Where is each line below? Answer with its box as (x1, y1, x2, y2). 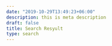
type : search (6, 31, 39, 37)
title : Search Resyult (6, 25, 63, 32)
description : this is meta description (6, 14, 107, 20)
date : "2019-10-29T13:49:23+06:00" (6, 8, 96, 15)
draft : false (6, 20, 39, 26)
